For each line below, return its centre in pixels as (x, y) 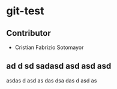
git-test (25, 11)
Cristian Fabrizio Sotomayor (49, 47)
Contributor (28, 33)
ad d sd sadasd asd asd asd (59, 66)
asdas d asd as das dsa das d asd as (52, 80)
